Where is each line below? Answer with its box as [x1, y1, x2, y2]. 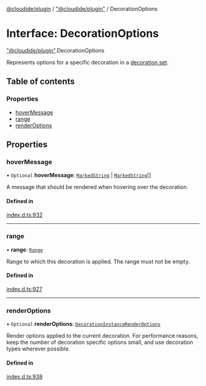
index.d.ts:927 [6, 286, 43, 293]
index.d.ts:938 [6, 373, 43, 380]
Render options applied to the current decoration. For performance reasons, [6, 332, 199, 340]
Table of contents [6, 76, 75, 87]
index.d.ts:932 [6, 211, 43, 218]
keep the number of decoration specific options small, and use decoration [6, 339, 193, 346]
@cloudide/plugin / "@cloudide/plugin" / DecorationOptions [6, 6, 158, 12]
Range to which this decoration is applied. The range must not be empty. [6, 258, 190, 265]
